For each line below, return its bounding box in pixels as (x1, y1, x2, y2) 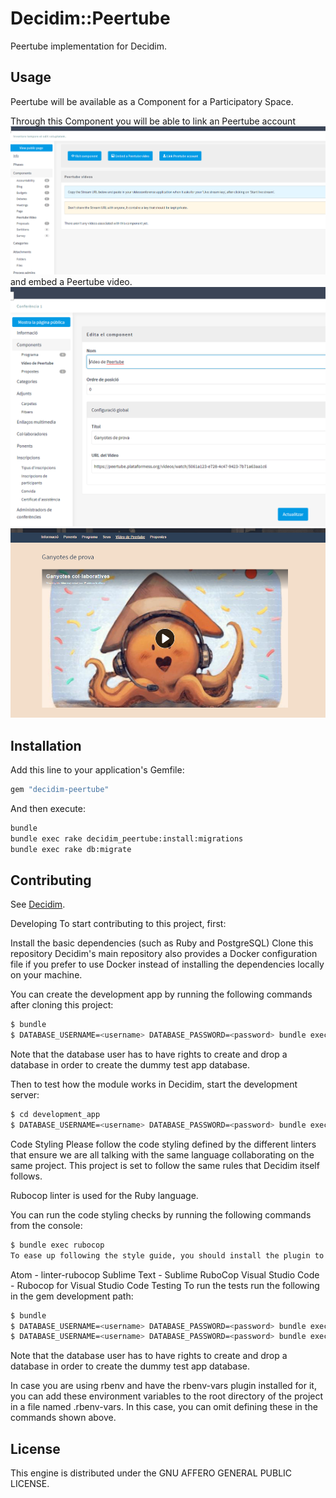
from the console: (10, 1219, 83, 1231)
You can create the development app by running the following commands (10, 988, 313, 1001)
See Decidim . (10, 898, 66, 911)
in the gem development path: (10, 1290, 134, 1302)
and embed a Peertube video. (10, 276, 133, 288)
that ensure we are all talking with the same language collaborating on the (10, 1148, 315, 1161)
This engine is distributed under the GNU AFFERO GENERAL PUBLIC (10, 1467, 293, 1479)
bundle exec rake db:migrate (10, 844, 132, 854)
